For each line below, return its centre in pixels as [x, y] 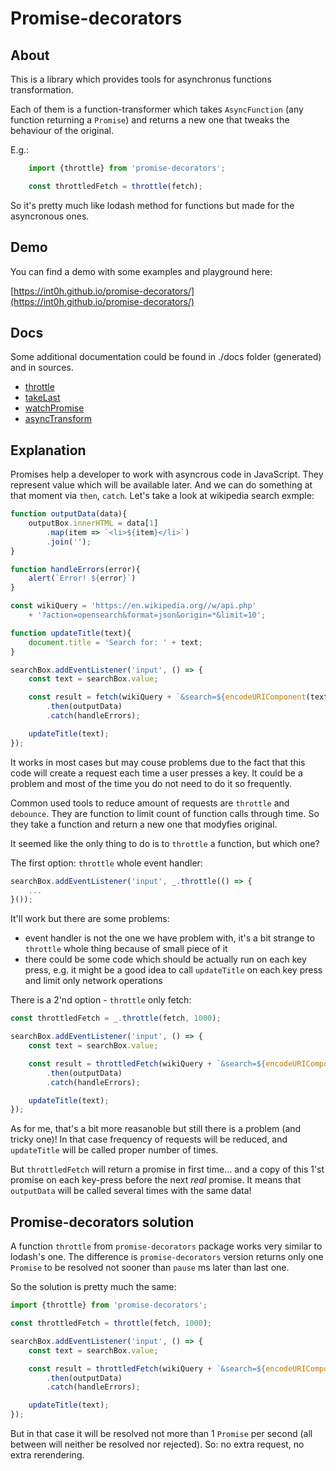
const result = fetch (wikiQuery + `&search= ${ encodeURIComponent [167, 697]
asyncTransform [58, 419]
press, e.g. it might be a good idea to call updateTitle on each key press [173, 970]
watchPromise [54, 408]
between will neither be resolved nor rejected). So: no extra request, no [157, 1444]
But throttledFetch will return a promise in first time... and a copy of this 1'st [167, 1169]
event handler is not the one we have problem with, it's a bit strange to [170, 938]
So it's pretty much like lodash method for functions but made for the [152, 205]
